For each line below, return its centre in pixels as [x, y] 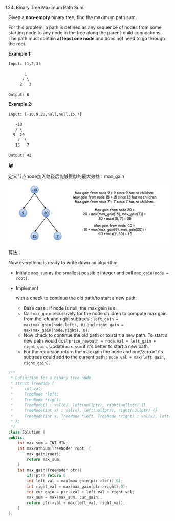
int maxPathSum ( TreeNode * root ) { [54, 448]
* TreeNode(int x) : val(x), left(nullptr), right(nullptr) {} [84, 410]
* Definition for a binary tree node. [52, 378]
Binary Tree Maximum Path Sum [50, 7]
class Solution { [27, 432]
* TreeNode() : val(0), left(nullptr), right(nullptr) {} [78, 405]
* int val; [27, 389]
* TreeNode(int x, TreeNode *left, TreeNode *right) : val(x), [84, 416]
